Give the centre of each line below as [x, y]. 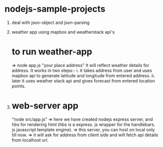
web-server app [45, 106]
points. [19, 86]
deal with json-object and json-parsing [51, 22]
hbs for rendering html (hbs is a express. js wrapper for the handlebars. [83, 124]
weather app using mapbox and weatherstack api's [63, 32]
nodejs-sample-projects [55, 9]
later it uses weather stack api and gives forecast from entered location [83, 81]
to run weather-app [52, 52]
